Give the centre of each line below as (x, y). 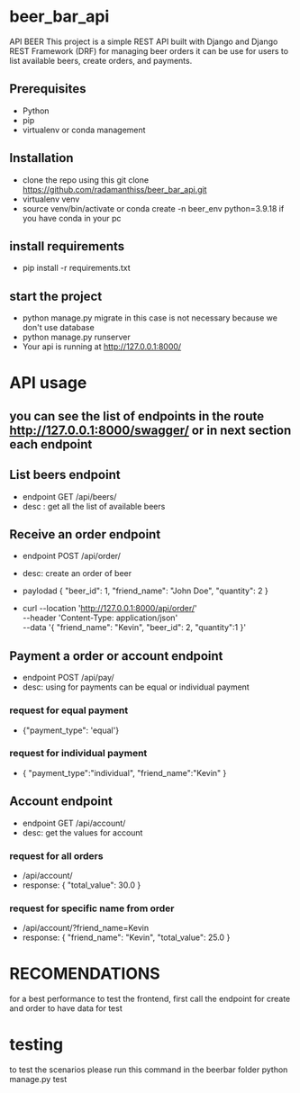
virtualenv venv (51, 199)
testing (36, 1045)
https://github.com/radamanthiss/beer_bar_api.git (114, 189)
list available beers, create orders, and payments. (101, 60)
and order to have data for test (66, 1008)
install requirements (67, 246)
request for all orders (56, 855)
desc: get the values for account (82, 832)
